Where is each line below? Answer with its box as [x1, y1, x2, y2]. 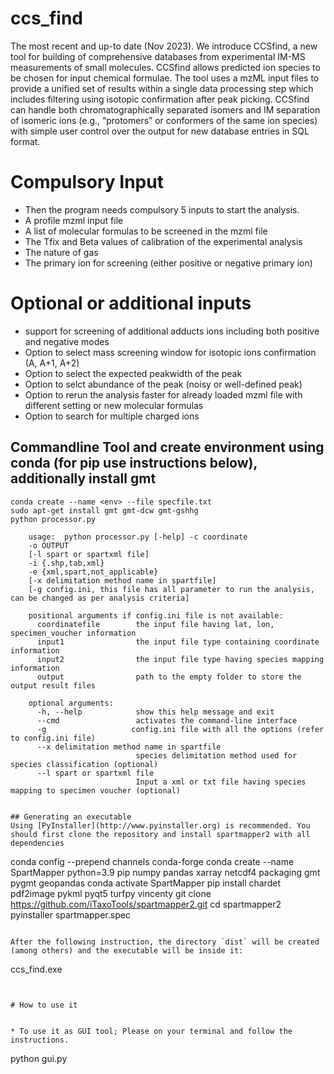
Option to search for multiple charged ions [24, 410, 200, 422]
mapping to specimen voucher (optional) [10, 785, 182, 796]
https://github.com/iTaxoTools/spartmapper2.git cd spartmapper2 [10, 898, 282, 910]
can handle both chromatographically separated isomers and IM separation [10, 103, 321, 116]
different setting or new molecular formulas [24, 399, 204, 411]
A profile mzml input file [24, 214, 124, 226]
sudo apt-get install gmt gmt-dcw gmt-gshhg [10, 505, 199, 516]
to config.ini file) [10, 733, 97, 743]
